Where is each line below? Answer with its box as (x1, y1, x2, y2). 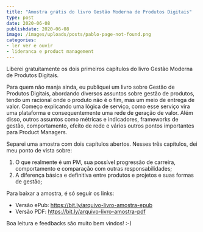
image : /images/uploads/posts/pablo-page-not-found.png (6, 32, 151, 38)
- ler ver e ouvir (6, 43, 53, 49)
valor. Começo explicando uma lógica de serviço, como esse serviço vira (6, 103, 190, 110)
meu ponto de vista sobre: (6, 146, 73, 154)
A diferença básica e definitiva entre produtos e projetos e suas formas (15, 171, 194, 179)
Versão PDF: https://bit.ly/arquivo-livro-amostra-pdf (15, 208, 146, 215)
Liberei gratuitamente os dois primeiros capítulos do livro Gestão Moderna (6, 65, 193, 72)
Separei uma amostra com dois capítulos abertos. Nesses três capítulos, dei (6, 140, 198, 148)
